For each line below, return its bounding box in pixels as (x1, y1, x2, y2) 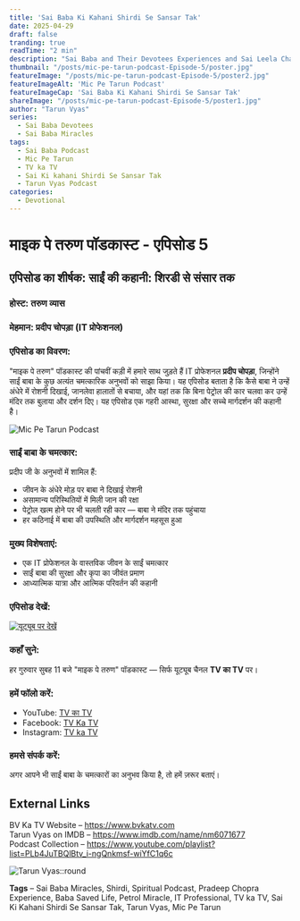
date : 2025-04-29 (9, 21, 74, 30)
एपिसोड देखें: (9, 601, 51, 613)
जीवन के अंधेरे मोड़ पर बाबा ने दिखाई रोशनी (21, 484, 143, 494)
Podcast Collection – (9, 839, 85, 849)
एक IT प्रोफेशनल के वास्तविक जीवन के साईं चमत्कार (21, 558, 169, 569)
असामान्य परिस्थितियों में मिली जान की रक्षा (21, 494, 139, 505)
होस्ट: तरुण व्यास (9, 297, 65, 309)
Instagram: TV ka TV (21, 727, 98, 738)
